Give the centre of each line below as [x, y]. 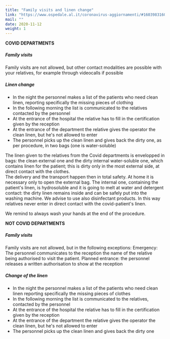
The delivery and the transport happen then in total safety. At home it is [79, 177]
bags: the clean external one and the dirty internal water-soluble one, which [84, 161]
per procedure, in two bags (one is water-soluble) [64, 146]
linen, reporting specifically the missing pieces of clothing [73, 103]
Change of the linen [27, 275]
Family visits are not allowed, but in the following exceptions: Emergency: [81, 248]
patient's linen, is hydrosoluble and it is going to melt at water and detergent [84, 188]
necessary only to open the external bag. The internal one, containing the [82, 182]
